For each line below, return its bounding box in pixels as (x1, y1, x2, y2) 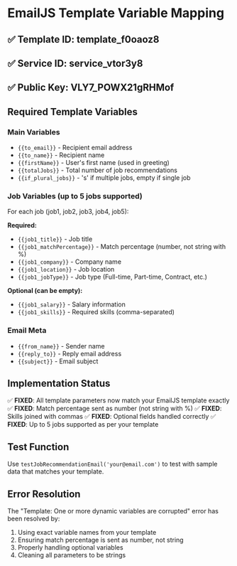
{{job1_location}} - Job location (17, 265, 115, 274)
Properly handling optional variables (17, 543, 123, 552)
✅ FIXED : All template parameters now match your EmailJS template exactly (7, 396, 230, 405)
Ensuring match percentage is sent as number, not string (17, 535, 184, 545)
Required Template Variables (7, 105, 138, 118)
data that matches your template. (7, 467, 104, 476)
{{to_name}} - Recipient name (17, 151, 105, 159)
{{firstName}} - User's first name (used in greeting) (17, 159, 170, 167)
